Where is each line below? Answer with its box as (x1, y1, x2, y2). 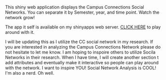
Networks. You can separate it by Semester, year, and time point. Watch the (5, 9, 160, 15)
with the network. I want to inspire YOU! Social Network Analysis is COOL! (5, 65, 157, 71)
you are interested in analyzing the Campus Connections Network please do (5, 44, 161, 50)
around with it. (5, 29, 35, 35)
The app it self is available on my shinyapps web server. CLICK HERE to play (5, 24, 161, 30)
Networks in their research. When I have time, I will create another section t (5, 54, 159, 60)
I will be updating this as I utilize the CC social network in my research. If (5, 39, 154, 45)
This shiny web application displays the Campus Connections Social (5, 4, 145, 10)
